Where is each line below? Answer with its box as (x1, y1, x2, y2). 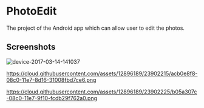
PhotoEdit (6, 4, 57, 18)
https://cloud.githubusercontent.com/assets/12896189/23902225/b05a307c (6, 88, 197, 95)
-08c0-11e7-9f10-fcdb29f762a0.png (6, 94, 97, 101)
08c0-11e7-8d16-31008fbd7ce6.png (6, 76, 97, 83)
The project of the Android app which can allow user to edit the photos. (6, 24, 185, 32)
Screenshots (6, 42, 56, 52)
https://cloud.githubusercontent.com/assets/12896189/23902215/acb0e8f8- (6, 70, 198, 77)
